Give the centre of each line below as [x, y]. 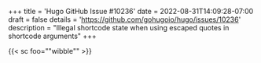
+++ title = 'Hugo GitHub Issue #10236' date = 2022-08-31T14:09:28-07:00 [131, 11]
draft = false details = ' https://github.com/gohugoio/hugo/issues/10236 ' [125, 19]
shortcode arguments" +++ [52, 36]
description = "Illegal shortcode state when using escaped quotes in [119, 28]
